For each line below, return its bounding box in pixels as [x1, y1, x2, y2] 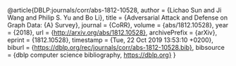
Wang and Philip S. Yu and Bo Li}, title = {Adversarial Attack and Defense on [7, 13, 228, 22]
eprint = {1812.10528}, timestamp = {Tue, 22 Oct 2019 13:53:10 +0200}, [7, 36, 213, 44]
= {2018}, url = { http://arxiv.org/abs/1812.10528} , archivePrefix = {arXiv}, [7, 28, 217, 37]
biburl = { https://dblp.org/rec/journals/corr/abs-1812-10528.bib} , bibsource [7, 44, 225, 51]
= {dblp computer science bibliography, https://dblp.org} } [7, 51, 176, 59]
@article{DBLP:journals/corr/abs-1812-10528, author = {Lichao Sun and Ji [7, 6, 222, 14]
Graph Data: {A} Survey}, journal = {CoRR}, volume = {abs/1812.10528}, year [7, 21, 229, 29]
